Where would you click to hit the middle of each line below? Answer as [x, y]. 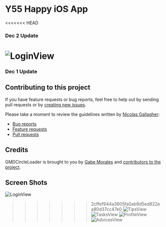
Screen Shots [26, 182]
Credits [17, 150]
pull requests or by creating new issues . [46, 104]
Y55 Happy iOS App [46, 9]
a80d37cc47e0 [106, 209]
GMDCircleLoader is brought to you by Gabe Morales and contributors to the [83, 162]
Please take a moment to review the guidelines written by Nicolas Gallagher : [83, 114]
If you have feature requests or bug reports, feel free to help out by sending [82, 99]
